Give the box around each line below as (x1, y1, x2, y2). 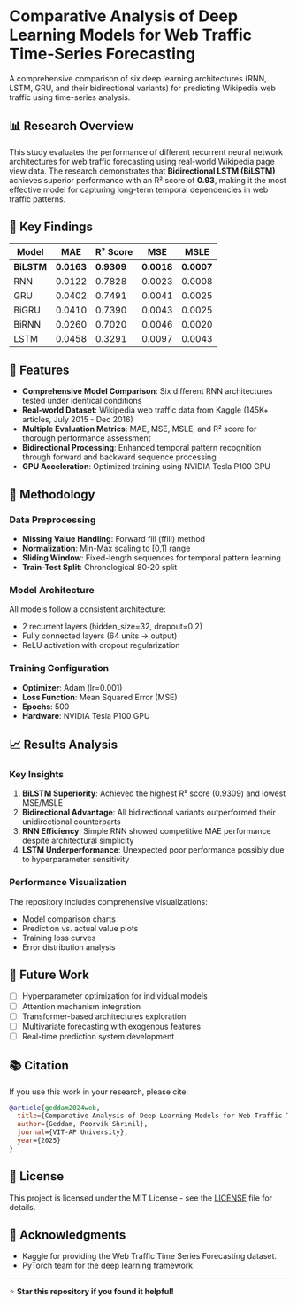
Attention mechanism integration (21, 1000, 141, 1011)
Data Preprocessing (9, 514, 96, 526)
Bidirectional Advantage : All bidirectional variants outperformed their (21, 807, 277, 818)
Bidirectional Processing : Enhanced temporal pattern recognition (21, 443, 262, 453)
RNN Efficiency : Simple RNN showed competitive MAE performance (21, 826, 271, 837)
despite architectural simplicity (21, 835, 134, 846)
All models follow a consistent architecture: (9, 604, 166, 614)
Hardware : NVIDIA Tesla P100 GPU (21, 710, 150, 721)
